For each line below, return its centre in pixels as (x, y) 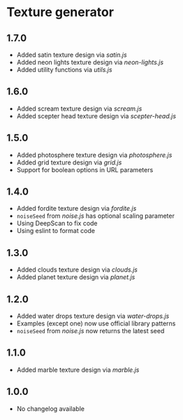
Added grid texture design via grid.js (69, 162)
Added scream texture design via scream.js (79, 108)
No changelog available (51, 408)
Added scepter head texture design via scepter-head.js (96, 115)
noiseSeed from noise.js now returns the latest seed (90, 331)
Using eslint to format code (56, 231)
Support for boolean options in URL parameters (85, 169)
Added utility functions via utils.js (64, 70)
